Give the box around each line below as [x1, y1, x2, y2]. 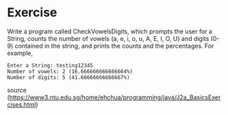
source [7, 86, 27, 94]
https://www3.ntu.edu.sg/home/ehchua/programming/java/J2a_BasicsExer [9, 93, 221, 101]
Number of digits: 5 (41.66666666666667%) [7, 73, 130, 81]
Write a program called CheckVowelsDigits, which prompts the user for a [7, 27, 212, 35]
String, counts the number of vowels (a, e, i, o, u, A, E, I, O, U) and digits [7, 34, 210, 42]
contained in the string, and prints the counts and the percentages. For [14, 42, 214, 50]
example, [7, 49, 33, 57]
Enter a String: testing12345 [7, 62, 94, 69]
